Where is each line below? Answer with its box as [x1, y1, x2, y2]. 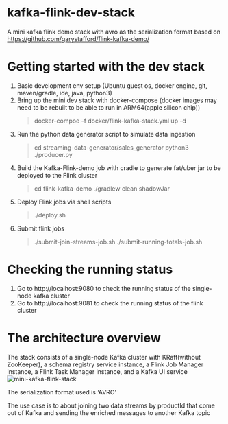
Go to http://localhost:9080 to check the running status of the [16, 284, 191, 292]
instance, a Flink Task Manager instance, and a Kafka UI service [7, 367, 188, 375]
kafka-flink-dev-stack [7, 5, 136, 21]
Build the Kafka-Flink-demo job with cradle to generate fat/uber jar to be [16, 163, 221, 172]
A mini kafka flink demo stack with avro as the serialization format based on [7, 27, 221, 36]
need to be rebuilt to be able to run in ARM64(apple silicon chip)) [16, 103, 201, 111]
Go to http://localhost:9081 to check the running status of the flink [16, 298, 203, 307]
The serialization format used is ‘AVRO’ [7, 388, 116, 396]
